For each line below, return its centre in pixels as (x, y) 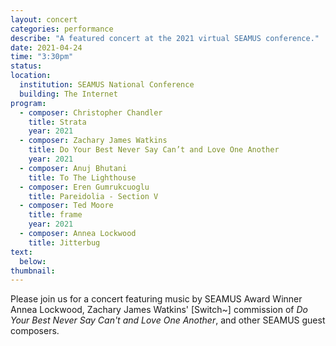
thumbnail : (33, 271)
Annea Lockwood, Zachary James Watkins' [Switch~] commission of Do (159, 310)
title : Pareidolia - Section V (93, 196)
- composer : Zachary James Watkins (93, 141)
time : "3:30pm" (42, 57)
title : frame (55, 215)
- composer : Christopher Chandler (91, 112)
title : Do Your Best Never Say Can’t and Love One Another (154, 150)
